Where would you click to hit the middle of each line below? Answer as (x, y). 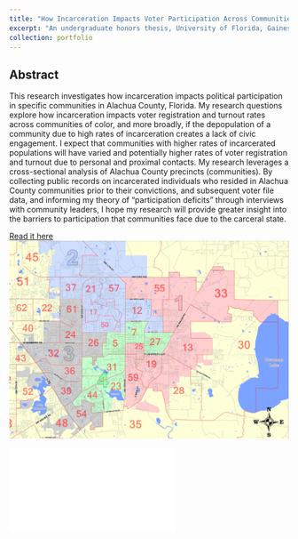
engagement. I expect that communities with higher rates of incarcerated (143, 143)
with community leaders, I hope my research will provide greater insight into (148, 210)
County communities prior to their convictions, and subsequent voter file (142, 190)
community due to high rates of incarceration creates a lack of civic (133, 134)
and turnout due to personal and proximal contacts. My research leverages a (149, 162)
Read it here (31, 237)
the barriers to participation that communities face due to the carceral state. (148, 219)
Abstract (34, 74)
